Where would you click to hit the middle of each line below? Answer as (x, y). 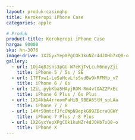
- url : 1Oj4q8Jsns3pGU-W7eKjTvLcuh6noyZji (65, 67)
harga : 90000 (22, 45)
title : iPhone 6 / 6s (43, 83)
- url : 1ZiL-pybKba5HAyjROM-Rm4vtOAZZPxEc (65, 89)
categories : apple (29, 23)
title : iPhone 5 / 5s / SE (50, 72)
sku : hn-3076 (22, 50)
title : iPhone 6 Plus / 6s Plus (57, 95)
